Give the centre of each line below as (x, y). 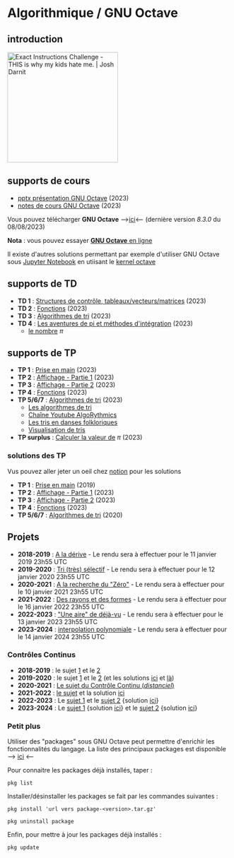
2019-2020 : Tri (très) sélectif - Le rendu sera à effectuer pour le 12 (116, 569)
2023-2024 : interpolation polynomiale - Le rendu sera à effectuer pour (122, 629)
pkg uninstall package (41, 822)
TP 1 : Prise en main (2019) (56, 484)
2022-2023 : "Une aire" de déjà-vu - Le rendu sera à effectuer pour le (121, 614)
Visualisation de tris (57, 430)
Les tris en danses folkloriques (73, 422)
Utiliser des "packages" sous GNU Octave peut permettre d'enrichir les (111, 741)
